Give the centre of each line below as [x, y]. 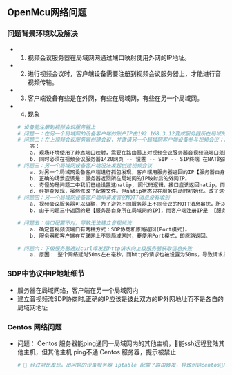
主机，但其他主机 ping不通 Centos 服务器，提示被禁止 [100, 352]
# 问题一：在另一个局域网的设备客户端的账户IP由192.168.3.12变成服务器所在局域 [119, 133]
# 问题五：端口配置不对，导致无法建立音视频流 [74, 223]
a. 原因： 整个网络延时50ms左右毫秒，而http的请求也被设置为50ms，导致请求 [126, 255]
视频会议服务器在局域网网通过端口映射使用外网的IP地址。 [109, 57]
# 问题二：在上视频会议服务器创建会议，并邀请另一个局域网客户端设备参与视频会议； [120, 140]
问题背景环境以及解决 [42, 34]
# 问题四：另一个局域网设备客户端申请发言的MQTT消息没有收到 [93, 198]
